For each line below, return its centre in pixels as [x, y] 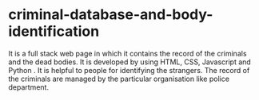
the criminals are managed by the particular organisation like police [119, 79]
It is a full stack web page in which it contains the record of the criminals [128, 53]
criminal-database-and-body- [111, 15]
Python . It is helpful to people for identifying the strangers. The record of [129, 70]
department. [29, 87]
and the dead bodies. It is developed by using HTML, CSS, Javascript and [130, 62]
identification [54, 31]
